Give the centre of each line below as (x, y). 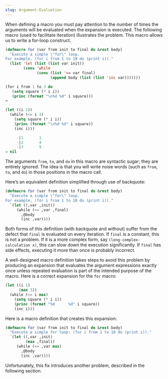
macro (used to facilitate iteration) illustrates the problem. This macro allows (84, 35)
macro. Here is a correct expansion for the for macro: (61, 276)
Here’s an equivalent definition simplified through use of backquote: (75, 182)
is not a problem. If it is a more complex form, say (57, 239)
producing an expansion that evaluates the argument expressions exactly (81, 266)
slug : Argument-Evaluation (33, 10)
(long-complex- (124, 240)
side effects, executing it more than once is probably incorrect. (70, 250)
